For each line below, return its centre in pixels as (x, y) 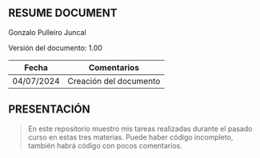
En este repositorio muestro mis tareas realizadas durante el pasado (140, 128)
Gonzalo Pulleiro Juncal (47, 32)
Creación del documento (114, 81)
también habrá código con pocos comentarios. (105, 145)
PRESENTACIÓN (49, 110)
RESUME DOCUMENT (63, 13)
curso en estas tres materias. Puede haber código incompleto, (130, 137)
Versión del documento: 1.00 (55, 48)
